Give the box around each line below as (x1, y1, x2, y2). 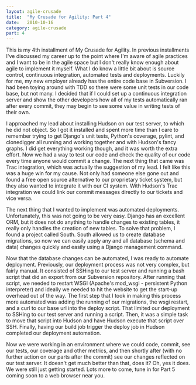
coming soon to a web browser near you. (6, 372, 105, 379)
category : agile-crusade (6, 25, 67, 31)
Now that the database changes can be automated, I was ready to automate (6, 255, 189, 262)
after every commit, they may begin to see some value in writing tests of (6, 103, 180, 110)
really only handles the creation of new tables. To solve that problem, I (6, 225, 176, 232)
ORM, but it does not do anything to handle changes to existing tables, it (6, 219, 180, 226)
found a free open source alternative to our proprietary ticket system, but (6, 176, 183, 183)
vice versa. (6, 195, 33, 202)
